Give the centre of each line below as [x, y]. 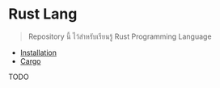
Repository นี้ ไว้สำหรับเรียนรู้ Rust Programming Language [120, 36]
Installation [38, 52]
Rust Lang [43, 14]
